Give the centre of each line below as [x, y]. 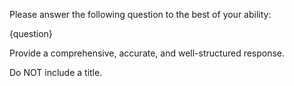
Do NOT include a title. [56, 72]
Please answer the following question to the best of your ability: [140, 14]
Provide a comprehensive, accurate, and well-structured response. [147, 53]
